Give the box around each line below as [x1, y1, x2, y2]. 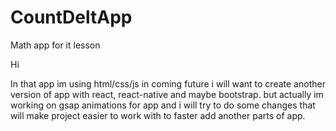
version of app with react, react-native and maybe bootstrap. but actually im [10, 88, 324, 100]
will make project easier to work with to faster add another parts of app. [10, 109, 306, 121]
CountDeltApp [10, 6, 133, 29]
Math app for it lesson [10, 39, 101, 51]
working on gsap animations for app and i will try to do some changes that [10, 99, 316, 111]
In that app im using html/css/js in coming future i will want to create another [10, 77, 326, 90]
